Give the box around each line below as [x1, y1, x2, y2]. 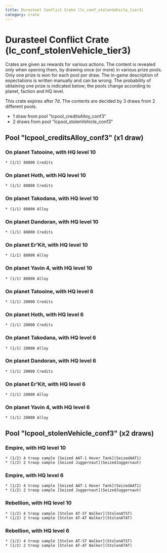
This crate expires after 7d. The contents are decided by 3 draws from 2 [5, 98, 155, 104]
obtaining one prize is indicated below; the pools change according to [5, 83, 151, 89]
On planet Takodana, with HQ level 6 [5, 334, 96, 341]
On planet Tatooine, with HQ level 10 [5, 148, 96, 155]
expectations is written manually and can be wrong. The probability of [5, 77, 151, 84]
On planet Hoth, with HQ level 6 [5, 311, 84, 318]
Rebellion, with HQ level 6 [5, 527, 70, 534]
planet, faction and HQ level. [5, 88, 65, 94]
